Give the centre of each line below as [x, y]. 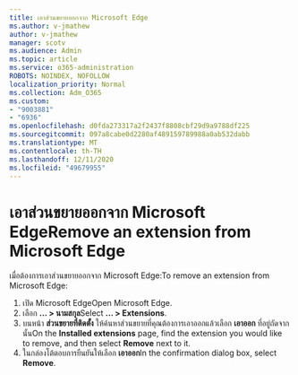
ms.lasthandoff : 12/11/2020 [62, 159]
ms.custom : [30, 101]
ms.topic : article [43, 59]
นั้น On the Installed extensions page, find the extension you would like [152, 334]
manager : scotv [38, 43]
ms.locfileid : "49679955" [57, 168]
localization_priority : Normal [68, 84]
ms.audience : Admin [46, 51]
